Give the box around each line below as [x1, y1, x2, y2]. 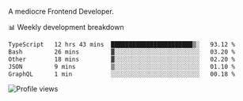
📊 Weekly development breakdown [8, 23, 124, 32]
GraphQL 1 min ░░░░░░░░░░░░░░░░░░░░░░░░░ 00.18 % [8, 70, 236, 78]
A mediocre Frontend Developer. [8, 7, 115, 16]
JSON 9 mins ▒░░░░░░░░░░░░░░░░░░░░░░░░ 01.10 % [8, 62, 236, 70]
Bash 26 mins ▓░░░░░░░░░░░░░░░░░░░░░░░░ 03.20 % [8, 47, 236, 56]
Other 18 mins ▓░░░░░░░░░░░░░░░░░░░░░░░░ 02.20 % [8, 55, 236, 63]
